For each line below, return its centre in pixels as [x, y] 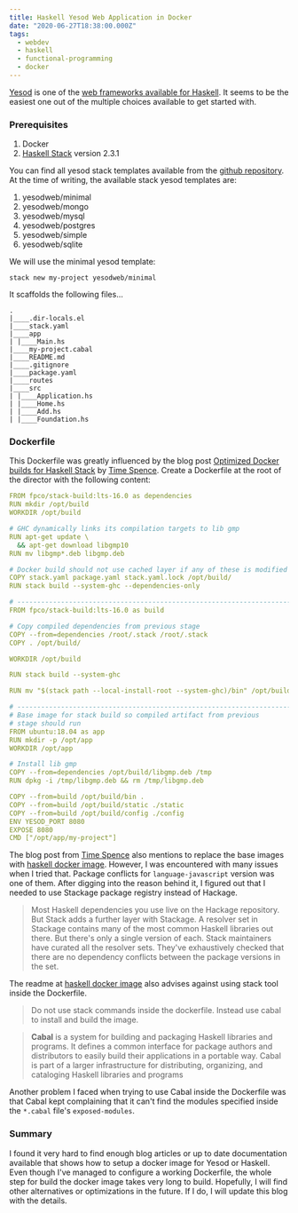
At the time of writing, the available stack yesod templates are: [123, 180]
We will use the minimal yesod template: [82, 262]
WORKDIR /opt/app [41, 748]
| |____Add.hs [35, 412]
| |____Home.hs [37, 404]
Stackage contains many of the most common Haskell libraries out [152, 929]
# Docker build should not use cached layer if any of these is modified [149, 569]
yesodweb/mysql [54, 216]
